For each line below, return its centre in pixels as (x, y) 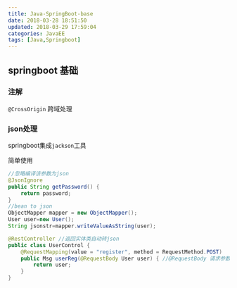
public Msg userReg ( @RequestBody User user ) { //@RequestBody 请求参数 (126, 258)
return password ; (46, 193)
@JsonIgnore (25, 180)
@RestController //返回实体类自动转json (64, 239)
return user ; (52, 265)
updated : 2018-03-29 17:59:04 (52, 27)
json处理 (23, 129)
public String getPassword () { (54, 187)
